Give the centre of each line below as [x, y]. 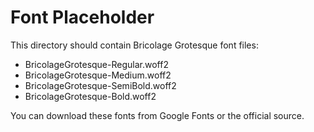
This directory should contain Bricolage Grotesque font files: [134, 45]
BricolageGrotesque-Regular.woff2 [96, 64]
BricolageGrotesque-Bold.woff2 [90, 96]
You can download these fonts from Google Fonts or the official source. [157, 115]
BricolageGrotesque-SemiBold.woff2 [100, 85]
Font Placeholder [82, 17]
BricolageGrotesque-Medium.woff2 [98, 75]
